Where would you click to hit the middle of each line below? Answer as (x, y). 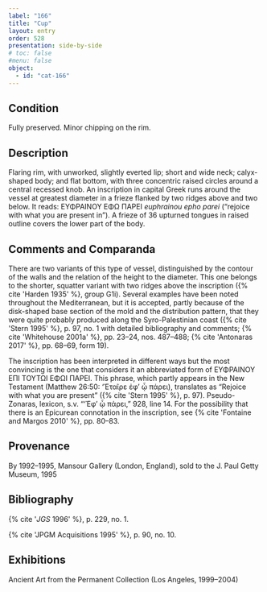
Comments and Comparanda (82, 249)
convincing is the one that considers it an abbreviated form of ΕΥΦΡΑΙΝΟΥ (132, 370)
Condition (33, 108)
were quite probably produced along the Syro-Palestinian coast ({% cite (127, 320)
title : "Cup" (30, 23)
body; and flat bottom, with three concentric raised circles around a (147, 181)
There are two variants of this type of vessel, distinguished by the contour (131, 269)
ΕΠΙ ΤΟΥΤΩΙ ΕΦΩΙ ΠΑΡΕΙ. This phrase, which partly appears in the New (127, 379)
